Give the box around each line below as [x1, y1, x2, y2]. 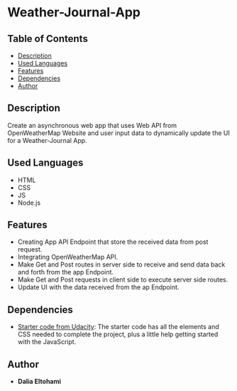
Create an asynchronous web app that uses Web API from [7, 121, 177, 129]
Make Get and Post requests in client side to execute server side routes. [17, 275, 228, 284]
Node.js [17, 198, 41, 207]
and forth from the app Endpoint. [17, 268, 114, 277]
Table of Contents [7, 33, 89, 45]
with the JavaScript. [17, 338, 77, 346]
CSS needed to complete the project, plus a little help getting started [17, 330, 219, 338]
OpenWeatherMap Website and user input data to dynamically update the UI [7, 129, 231, 137]
